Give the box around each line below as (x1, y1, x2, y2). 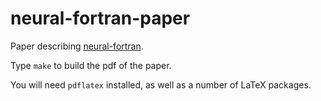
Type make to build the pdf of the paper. (10, 59, 172, 71)
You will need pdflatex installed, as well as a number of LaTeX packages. (10, 78, 312, 91)
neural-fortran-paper (10, 7, 191, 30)
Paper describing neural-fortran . (10, 40, 144, 52)
